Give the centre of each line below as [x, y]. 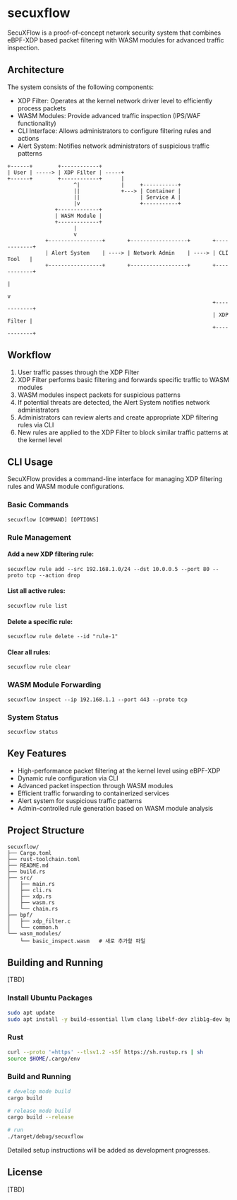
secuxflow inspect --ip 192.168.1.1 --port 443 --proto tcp [98, 699]
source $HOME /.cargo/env [44, 1058]
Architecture [36, 70]
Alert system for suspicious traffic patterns [80, 800]
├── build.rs [26, 872]
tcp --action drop [53, 575]
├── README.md [28, 865]
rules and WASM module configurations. [66, 487]
